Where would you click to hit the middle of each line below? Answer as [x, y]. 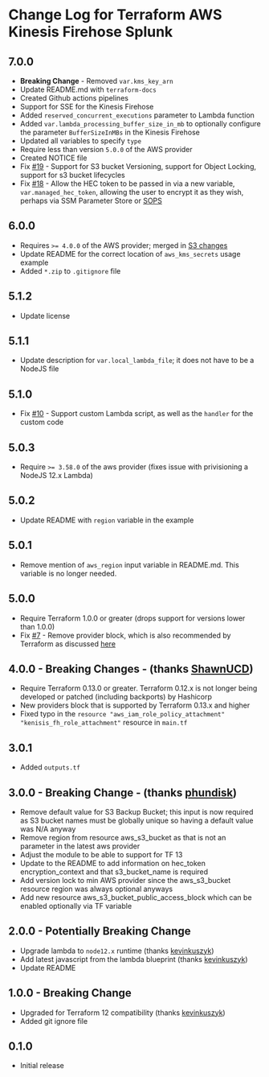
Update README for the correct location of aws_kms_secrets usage [130, 254]
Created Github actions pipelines [74, 98]
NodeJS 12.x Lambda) [57, 476]
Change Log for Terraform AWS [115, 15]
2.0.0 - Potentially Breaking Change [100, 931]
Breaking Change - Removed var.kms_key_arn [97, 81]
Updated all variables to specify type [81, 141]
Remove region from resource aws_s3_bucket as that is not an [123, 837]
